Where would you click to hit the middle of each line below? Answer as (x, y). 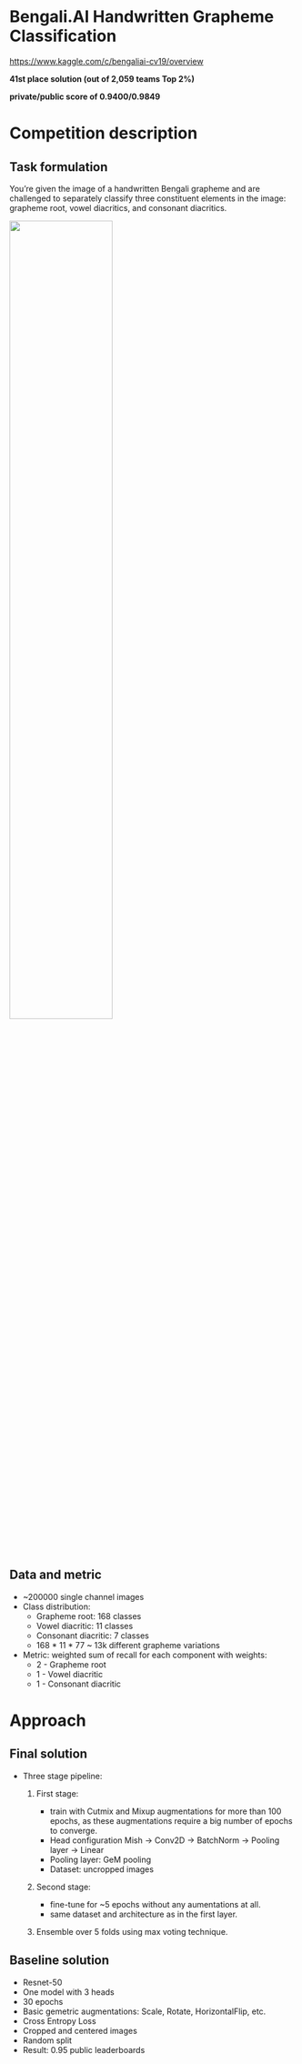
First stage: (57, 1793)
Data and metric (55, 1575)
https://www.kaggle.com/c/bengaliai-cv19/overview (106, 61)
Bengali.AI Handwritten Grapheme (142, 17)
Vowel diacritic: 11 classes (85, 1626)
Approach (48, 1720)
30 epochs (43, 2001)
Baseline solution (60, 1961)
